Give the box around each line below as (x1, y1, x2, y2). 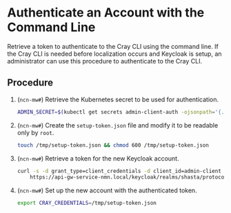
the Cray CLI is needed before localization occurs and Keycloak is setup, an (7, 50, 222, 58)
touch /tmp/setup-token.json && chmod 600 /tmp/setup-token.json (17, 141, 209, 149)
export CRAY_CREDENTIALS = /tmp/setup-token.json (17, 200, 157, 207)
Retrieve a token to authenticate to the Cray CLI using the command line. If (7, 42, 219, 50)
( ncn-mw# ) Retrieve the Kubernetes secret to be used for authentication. (17, 95, 219, 103)
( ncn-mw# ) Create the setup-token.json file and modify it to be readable (17, 121, 219, 129)
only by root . (17, 128, 54, 136)
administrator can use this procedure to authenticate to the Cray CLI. (7, 57, 202, 65)
